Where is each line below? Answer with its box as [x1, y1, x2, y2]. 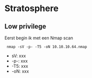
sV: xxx [11, 53, 26, 59]
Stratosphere [4, 3, 59, 14]
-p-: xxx [11, 58, 28, 63]
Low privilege [4, 22, 46, 31]
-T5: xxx [11, 63, 29, 69]
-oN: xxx [11, 68, 30, 74]
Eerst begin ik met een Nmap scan [4, 35, 74, 41]
